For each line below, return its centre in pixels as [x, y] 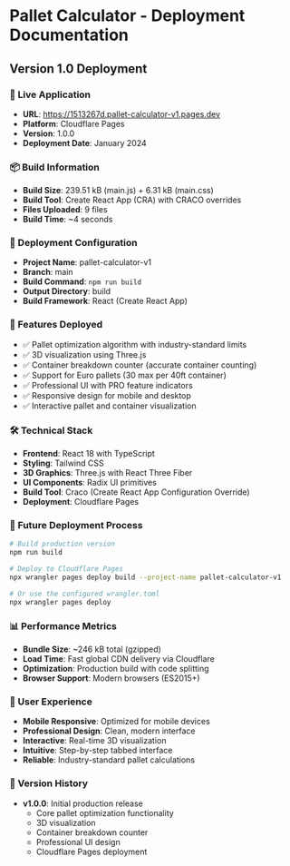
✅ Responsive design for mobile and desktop [107, 395]
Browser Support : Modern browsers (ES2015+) [111, 678]
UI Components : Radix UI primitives [89, 483]
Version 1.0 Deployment [78, 69]
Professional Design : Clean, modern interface [109, 731]
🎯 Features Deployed [56, 325]
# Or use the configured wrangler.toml [85, 594]
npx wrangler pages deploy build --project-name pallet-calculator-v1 [145, 577]
